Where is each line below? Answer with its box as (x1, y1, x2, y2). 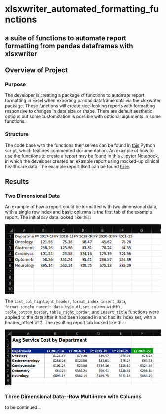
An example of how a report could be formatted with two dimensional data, (5, 204, 158, 210)
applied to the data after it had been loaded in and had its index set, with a (5, 314, 156, 320)
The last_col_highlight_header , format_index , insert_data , (5, 298, 127, 304)
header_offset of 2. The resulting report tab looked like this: (5, 320, 126, 326)
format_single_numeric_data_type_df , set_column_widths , (5, 304, 122, 310)
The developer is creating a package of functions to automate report (5, 92, 145, 98)
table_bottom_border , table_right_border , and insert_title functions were (5, 309, 159, 315)
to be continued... (5, 404, 41, 410)
